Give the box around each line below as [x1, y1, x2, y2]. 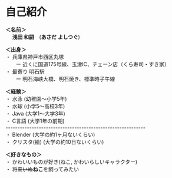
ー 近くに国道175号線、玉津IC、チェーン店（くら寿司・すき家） [15, 60, 170, 68]
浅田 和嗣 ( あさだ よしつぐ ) [12, 33, 80, 40]
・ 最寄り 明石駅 [5, 68, 45, 75]
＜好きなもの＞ [5, 151, 42, 158]
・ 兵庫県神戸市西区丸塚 [5, 53, 64, 60]
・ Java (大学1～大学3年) [5, 110, 65, 117]
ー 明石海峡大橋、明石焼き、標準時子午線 [15, 75, 115, 83]
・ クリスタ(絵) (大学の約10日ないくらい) [5, 138, 104, 145]
